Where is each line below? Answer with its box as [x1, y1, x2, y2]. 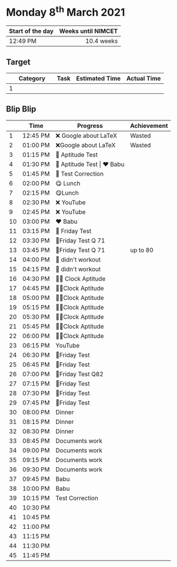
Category [18, 75, 46, 83]
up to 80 [130, 246, 154, 254]
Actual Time [126, 75, 161, 83]
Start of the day [9, 27, 54, 35]
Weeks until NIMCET [59, 27, 118, 35]
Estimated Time [76, 75, 121, 83]
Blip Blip [6, 104, 37, 114]
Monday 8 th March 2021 [6, 4, 126, 19]
